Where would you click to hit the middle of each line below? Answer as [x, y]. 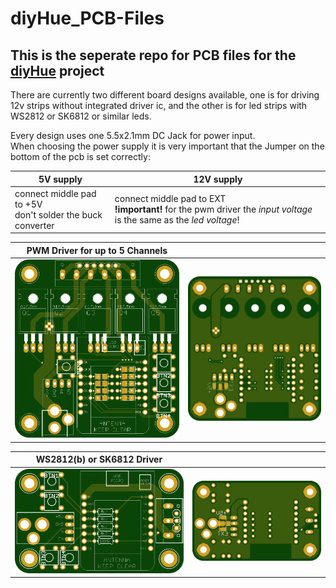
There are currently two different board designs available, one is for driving [165, 95]
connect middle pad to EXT [170, 199]
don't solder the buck [58, 214]
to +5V [28, 204]
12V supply [218, 179]
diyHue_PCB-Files [87, 18]
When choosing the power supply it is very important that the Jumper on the [167, 146]
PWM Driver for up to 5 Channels [97, 250]
